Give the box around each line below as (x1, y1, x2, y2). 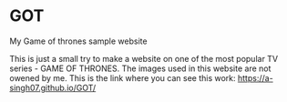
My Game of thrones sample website (9, 36, 148, 46)
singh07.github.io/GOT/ (9, 82, 97, 93)
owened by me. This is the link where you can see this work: (9, 72, 236, 83)
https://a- (237, 72, 273, 83)
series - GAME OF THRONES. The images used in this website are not (9, 63, 272, 74)
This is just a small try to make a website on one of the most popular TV (9, 53, 279, 64)
